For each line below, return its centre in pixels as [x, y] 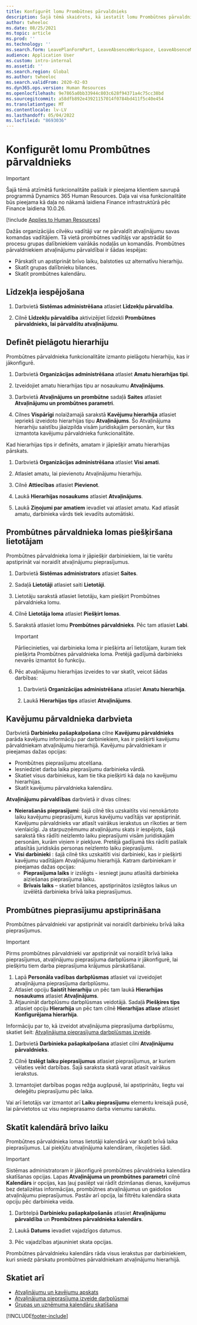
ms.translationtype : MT [35, 104]
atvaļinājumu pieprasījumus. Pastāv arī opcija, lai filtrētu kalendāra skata [93, 1195]
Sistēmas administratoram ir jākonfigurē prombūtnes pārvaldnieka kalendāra [98, 1170]
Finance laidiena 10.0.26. [36, 208]
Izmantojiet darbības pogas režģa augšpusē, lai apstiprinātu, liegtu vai [99, 1085]
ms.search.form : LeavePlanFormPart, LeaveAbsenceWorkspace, [81, 50]
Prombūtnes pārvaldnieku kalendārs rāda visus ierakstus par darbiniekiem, [96, 1253]
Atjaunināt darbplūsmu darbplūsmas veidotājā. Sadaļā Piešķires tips [97, 1002]
